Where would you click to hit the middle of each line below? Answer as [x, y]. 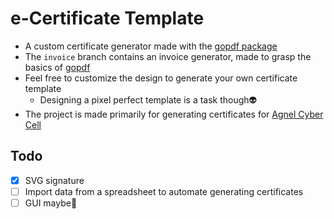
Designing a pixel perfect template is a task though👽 [148, 99]
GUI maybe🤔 [51, 203]
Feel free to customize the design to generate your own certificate [161, 78]
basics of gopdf [57, 67]
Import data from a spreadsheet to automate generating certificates [164, 191]
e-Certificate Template [107, 18]
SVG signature [54, 180]
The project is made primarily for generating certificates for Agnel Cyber [174, 114]
